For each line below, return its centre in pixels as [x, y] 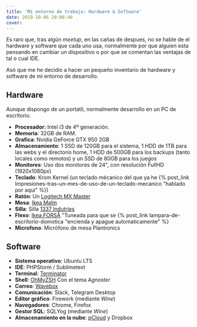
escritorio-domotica [39, 222]
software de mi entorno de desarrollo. [53, 76]
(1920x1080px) [33, 171]
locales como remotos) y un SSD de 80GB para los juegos [86, 158]
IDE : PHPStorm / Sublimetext [50, 267]
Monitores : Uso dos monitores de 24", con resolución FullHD [89, 165]
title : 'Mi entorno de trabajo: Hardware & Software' [74, 12]
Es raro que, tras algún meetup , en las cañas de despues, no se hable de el [98, 40]
